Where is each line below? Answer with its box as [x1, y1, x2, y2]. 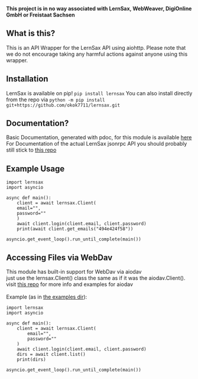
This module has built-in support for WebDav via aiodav [6, 268, 142, 275]
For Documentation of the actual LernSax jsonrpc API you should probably [6, 140, 187, 147]
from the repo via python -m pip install [6, 96, 105, 103]
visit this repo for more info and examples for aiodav [6, 281, 134, 288]
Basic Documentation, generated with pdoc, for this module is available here [6, 134, 192, 141]
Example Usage [6, 163, 65, 174]
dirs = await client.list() [17, 352, 86, 358]
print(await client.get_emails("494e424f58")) [17, 226, 134, 232]
